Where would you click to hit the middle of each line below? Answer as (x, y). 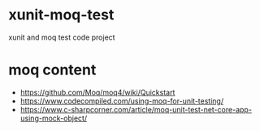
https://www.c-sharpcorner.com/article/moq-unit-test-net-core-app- (136, 109)
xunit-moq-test (61, 15)
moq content (52, 70)
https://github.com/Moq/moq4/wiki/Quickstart (97, 92)
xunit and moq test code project (62, 37)
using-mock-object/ (54, 118)
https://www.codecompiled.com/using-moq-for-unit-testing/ (122, 101)
